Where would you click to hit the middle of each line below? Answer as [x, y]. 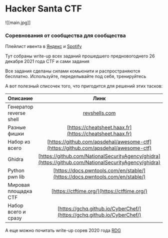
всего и [17, 212]
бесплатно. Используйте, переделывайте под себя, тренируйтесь [76, 76]
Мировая [19, 185]
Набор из [19, 142]
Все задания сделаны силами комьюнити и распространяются [73, 71]
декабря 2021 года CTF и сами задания [47, 61]
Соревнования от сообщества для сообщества [65, 35]
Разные [17, 127]
